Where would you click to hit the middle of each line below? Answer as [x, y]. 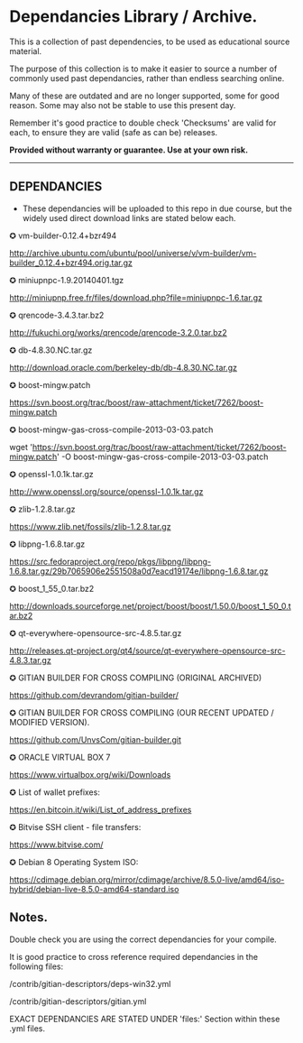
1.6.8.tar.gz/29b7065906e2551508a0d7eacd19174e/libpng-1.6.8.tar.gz [139, 571]
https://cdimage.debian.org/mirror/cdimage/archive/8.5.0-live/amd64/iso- [147, 879]
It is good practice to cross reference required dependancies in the [134, 956]
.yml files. [28, 1028]
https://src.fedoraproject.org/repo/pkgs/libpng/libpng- [110, 561]
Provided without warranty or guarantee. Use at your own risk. [129, 150]
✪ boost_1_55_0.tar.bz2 [52, 588]
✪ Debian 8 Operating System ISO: [74, 862]
